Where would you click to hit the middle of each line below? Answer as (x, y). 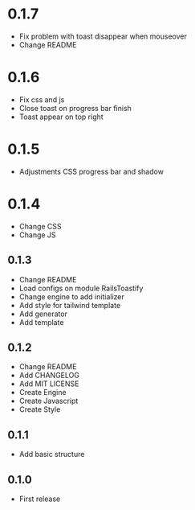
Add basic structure (52, 454)
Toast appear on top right (61, 117)
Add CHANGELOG (49, 376)
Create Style (40, 409)
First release (40, 499)
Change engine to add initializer (72, 296)
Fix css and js (42, 99)
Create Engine (43, 393)
